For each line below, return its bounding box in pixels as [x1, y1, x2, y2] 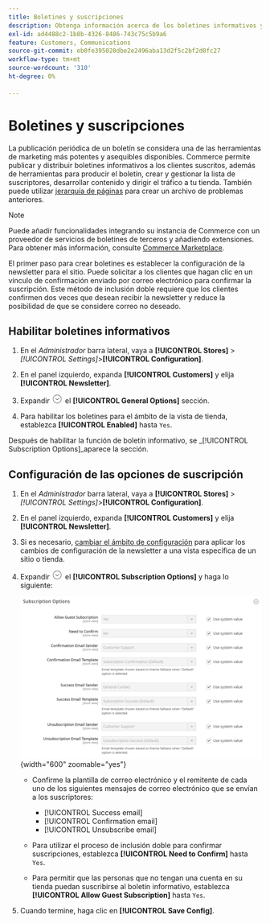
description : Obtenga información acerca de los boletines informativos [8, 21, 257, 30]
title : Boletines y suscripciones [8, 13, 125, 21]
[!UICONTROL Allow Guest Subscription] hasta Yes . [31, 890, 206, 900]
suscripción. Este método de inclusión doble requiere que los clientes [8, 284, 239, 294]
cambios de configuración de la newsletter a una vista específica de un [19, 546, 257, 555]
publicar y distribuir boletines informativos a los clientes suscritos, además [8, 160, 256, 170]
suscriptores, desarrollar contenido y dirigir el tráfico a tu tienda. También [8, 177, 252, 187]
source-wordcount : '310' [8, 64, 92, 72]
